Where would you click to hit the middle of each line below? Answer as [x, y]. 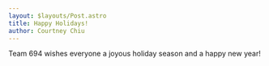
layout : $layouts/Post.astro [58, 16]
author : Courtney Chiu [47, 31]
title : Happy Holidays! [49, 23]
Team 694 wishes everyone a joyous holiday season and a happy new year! [134, 54]
